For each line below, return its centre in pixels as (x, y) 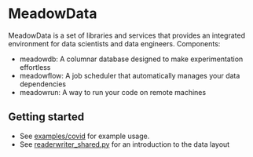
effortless (35, 67)
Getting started (46, 117)
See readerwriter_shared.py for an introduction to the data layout (125, 144)
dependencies (43, 84)
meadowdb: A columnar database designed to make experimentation (131, 59)
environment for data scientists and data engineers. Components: (114, 43)
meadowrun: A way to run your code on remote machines (113, 92)
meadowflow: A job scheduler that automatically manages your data (130, 75)
